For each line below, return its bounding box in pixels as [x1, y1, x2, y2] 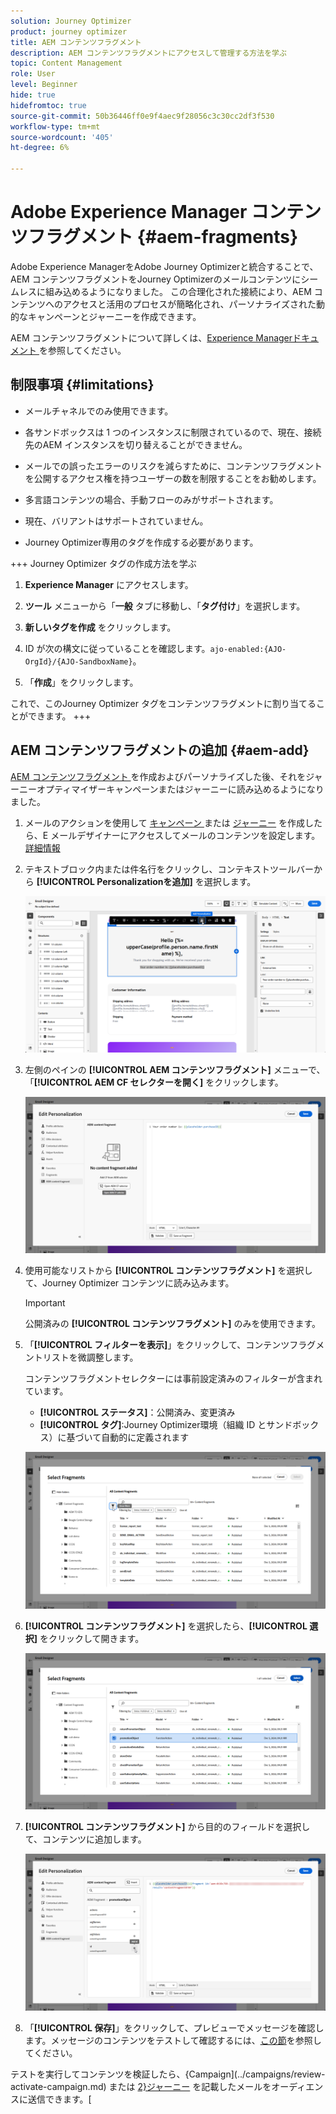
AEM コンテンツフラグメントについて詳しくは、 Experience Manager [10, 331, 293, 344]
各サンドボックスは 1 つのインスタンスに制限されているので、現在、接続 [24, 426, 322, 438]
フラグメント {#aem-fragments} [28, 226, 299, 249]
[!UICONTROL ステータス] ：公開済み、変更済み [39, 1406, 236, 1419]
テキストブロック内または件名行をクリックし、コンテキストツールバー [24, 863, 314, 875]
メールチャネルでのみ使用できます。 [24, 405, 174, 417]
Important [24, 1297, 66, 1309]
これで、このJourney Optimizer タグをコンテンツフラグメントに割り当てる [10, 697, 317, 709]
